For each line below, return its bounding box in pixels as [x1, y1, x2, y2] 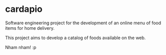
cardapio [5, 3, 43, 15]
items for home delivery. [5, 25, 55, 31]
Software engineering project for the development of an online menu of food [5, 20, 162, 26]
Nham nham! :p [5, 44, 37, 50]
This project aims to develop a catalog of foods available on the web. [5, 35, 146, 41]
